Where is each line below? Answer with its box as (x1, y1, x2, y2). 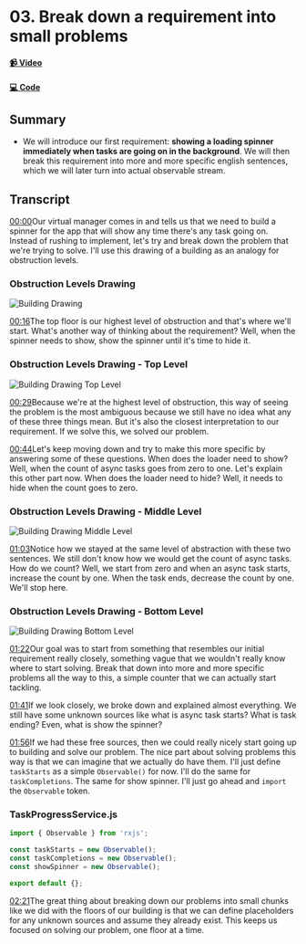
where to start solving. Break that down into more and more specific (9, 663, 265, 674)
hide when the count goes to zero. (9, 482, 138, 493)
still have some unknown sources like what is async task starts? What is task (9, 709, 297, 720)
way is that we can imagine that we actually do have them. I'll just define (9, 756, 280, 768)
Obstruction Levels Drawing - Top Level (9, 358, 189, 371)
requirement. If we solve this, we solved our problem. (9, 425, 209, 436)
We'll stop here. (9, 582, 68, 593)
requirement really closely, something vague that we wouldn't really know (9, 653, 286, 664)
